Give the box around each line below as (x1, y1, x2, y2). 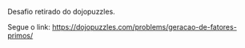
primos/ (7, 31, 34, 40)
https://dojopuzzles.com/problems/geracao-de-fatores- (52, 22, 237, 31)
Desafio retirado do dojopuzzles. (7, 7, 115, 16)
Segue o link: (7, 22, 51, 31)
